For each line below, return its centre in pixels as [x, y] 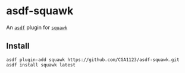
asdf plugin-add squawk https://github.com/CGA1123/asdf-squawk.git [93, 60]
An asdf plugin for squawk [37, 27]
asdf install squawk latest [41, 65]
